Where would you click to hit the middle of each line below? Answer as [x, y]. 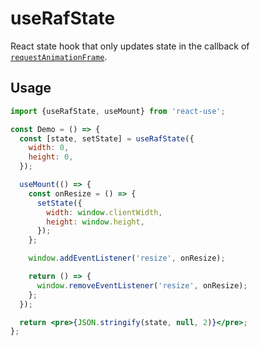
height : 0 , [51, 157]
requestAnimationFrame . [59, 56]
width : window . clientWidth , [104, 212]
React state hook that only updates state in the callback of [130, 46]
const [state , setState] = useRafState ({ [107, 138]
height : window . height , [95, 222]
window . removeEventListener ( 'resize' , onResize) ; [142, 285]
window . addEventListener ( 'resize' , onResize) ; [127, 258]
